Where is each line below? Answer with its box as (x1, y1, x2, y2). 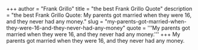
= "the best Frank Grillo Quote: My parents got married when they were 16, (6, 11, 192, 19)
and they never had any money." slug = (6, 18, 104, 25)
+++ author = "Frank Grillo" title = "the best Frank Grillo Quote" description (6, 5, 193, 12)
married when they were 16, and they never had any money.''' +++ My (6, 31, 180, 38)
